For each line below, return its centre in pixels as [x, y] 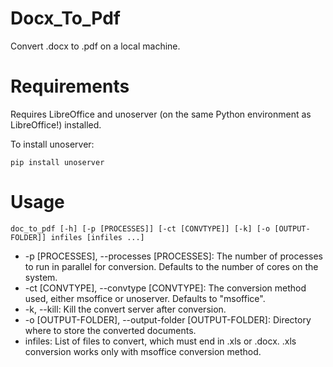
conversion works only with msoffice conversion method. [143, 351]
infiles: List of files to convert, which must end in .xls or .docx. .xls [160, 341]
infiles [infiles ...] [97, 237]
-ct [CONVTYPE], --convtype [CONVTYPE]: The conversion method [165, 288]
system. [41, 277]
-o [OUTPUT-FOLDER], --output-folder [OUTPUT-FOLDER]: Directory [168, 319]
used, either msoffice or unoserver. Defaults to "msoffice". [145, 298]
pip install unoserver [57, 162]
